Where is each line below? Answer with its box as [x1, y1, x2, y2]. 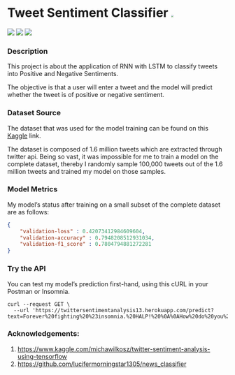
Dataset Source [7, 108, 62, 118]
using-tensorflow [17, 352, 68, 360]
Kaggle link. [7, 131, 41, 140]
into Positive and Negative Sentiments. [7, 70, 119, 78]
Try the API [7, 264, 46, 274]
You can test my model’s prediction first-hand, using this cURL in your [7, 279, 208, 288]
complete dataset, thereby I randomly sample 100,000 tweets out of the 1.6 [7, 159, 223, 168]
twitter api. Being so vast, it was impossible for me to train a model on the [7, 152, 219, 161]
